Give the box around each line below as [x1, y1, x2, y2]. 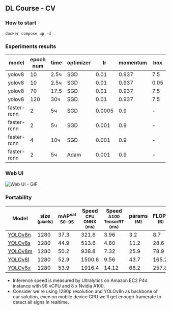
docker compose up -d [5, 31, 51, 36]
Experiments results [5, 43, 56, 50]
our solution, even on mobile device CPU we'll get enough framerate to [12, 293, 162, 300]
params [129, 212, 148, 219]
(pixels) [37, 219, 53, 224]
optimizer [67, 59, 91, 66]
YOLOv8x [8, 264, 31, 271]
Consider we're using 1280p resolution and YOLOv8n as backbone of [12, 288, 158, 294]
